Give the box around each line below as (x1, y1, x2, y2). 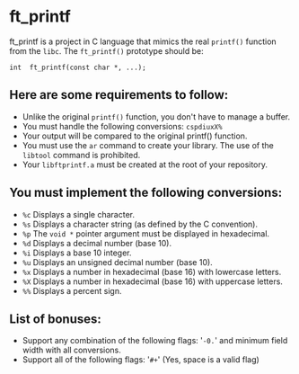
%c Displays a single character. (22, 209, 135, 219)
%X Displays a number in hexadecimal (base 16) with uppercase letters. (22, 276, 283, 287)
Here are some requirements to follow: (9, 87, 229, 102)
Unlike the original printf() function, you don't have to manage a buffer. (22, 111, 291, 122)
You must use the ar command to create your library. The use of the (22, 139, 274, 150)
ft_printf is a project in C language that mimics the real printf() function (9, 36, 277, 47)
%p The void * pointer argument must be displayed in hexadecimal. (22, 227, 270, 239)
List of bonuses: (9, 311, 101, 326)
